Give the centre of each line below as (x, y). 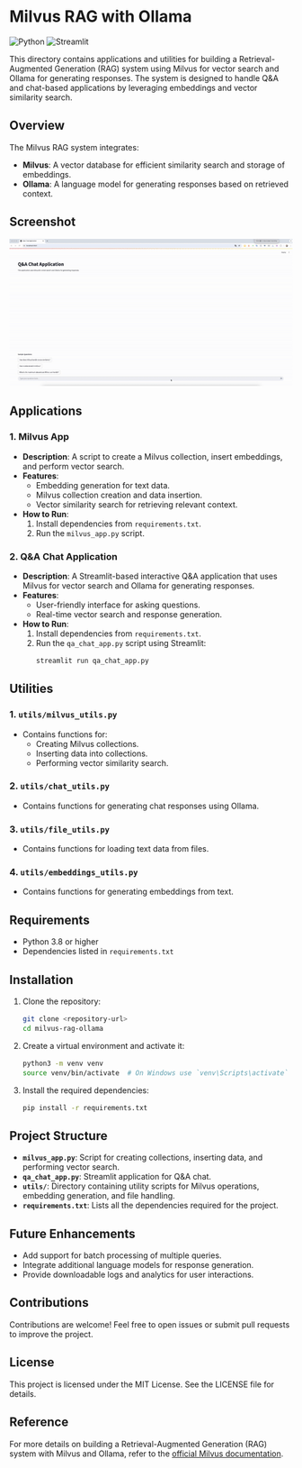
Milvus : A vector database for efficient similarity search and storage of (154, 165)
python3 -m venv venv (63, 1063)
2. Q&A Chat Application (64, 556)
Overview (37, 126)
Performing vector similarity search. (102, 762)
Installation (41, 980)
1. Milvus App (40, 437)
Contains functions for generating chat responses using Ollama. (141, 806)
